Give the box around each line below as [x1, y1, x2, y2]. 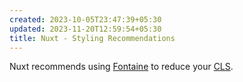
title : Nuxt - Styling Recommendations [9, 33, 176, 43]
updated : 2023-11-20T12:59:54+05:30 [9, 24, 162, 34]
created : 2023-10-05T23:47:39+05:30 [9, 14, 162, 25]
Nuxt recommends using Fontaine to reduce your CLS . [9, 61, 234, 73]
